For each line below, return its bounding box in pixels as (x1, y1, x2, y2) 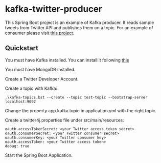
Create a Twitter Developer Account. (5, 76, 79, 81)
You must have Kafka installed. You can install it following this (5, 57, 129, 63)
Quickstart (5, 44, 39, 52)
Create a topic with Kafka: (5, 85, 58, 91)
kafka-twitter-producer (5, 3, 102, 15)
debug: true (5, 143, 29, 148)
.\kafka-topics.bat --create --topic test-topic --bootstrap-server (5, 95, 148, 100)
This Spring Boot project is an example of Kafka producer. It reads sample (5, 20, 154, 25)
